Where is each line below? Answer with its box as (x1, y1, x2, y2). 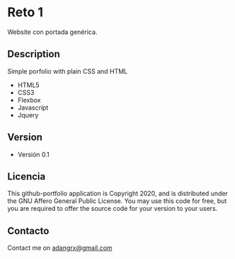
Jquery (17, 110, 39, 119)
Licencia (7, 171, 46, 183)
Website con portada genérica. (7, 28, 98, 36)
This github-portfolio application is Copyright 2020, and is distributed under (7, 189, 229, 198)
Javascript (17, 103, 49, 112)
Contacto (7, 224, 50, 237)
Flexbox (17, 96, 41, 104)
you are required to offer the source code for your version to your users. (7, 205, 218, 213)
